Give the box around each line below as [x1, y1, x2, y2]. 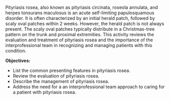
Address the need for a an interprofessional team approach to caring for [12, 84, 165, 90]
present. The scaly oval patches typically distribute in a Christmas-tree [5, 26, 155, 32]
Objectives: [5, 58, 31, 63]
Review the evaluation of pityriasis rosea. [12, 73, 100, 79]
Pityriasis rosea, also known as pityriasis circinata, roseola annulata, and [5, 5, 158, 10]
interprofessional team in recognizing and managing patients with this [5, 42, 153, 48]
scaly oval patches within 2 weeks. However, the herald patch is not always [5, 20, 164, 27]
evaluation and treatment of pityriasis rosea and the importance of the [5, 37, 153, 43]
